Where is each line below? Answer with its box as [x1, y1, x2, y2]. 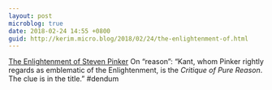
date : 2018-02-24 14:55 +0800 [8, 27, 111, 35]
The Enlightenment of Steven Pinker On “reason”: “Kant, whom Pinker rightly [8, 57, 264, 66]
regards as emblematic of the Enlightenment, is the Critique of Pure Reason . [8, 66, 263, 75]
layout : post [8, 11, 53, 20]
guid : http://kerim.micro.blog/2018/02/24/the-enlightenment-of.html [8, 34, 249, 43]
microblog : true [8, 19, 63, 28]
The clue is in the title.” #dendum [8, 74, 119, 84]
